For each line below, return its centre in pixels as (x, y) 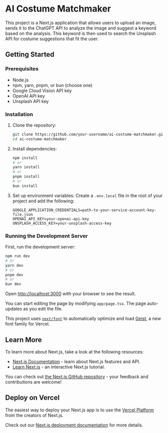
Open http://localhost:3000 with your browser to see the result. (71, 294)
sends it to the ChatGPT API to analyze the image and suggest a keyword (81, 28)
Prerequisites (22, 69)
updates (14, 309)
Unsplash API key (31, 101)
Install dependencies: (35, 148)
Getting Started (30, 55)
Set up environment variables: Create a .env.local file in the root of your (88, 195)
